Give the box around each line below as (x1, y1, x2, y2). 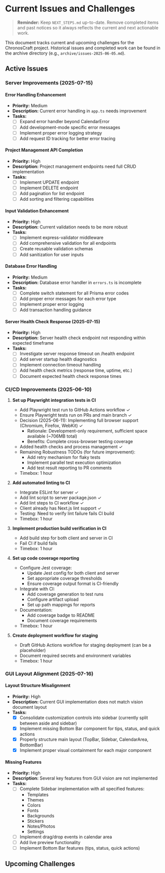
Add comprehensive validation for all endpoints (19, 240, 116, 246)
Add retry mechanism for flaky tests (27, 454, 101, 460)
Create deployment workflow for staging (12, 632, 98, 638)
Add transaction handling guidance (19, 307, 92, 313)
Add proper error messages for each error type (19, 295, 116, 301)
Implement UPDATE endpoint (19, 179, 79, 185)
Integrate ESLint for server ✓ (19, 489, 79, 495)
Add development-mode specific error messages (19, 124, 120, 130)
